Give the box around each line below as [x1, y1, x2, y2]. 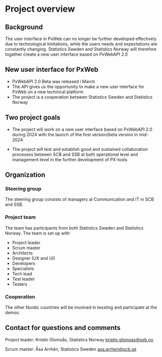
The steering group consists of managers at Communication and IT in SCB [5, 196, 154, 202]
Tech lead [12, 271, 33, 276]
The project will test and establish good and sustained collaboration [12, 146, 148, 152]
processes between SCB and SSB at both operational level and [12, 151, 138, 157]
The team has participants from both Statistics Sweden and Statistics [5, 225, 144, 231]
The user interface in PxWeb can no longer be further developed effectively [5, 36, 157, 42]
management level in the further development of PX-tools [12, 156, 127, 162]
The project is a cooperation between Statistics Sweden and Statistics [12, 94, 153, 100]
